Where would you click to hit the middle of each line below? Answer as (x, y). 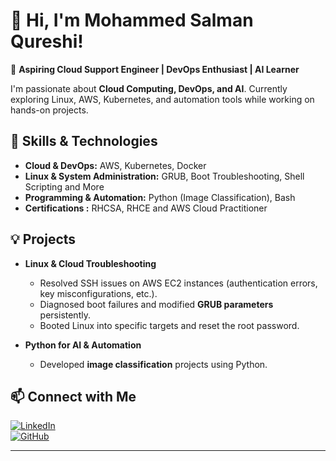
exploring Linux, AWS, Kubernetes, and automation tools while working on (162, 99)
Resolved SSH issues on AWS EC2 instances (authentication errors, (178, 283)
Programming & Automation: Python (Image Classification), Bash (160, 197)
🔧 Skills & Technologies (84, 141)
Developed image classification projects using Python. (153, 364)
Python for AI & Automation (83, 345)
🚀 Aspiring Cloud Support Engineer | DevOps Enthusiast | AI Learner (155, 69)
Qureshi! (47, 41)
